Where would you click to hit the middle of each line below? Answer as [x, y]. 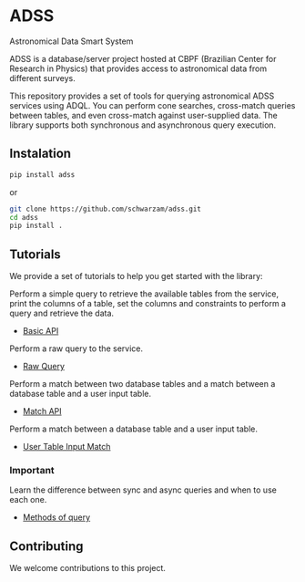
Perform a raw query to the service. [76, 348]
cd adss [24, 217]
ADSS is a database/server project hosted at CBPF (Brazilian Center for [143, 58]
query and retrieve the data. [62, 313]
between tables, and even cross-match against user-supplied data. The [143, 115]
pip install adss [42, 174]
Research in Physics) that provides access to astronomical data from [138, 68]
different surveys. [42, 78]
